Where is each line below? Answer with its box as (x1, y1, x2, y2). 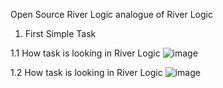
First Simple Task (24, 28, 97, 39)
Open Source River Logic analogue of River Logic (10, 9, 213, 20)
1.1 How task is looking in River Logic (10, 47, 161, 59)
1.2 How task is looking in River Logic (10, 67, 163, 78)
